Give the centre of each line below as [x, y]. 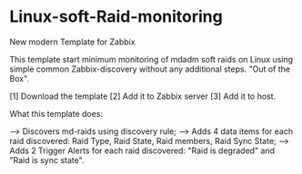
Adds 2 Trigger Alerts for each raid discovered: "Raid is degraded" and [142, 150]
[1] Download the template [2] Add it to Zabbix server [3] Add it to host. [143, 96]
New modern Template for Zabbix [72, 42]
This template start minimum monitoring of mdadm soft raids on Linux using [151, 59]
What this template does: [56, 113]
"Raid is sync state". [47, 159]
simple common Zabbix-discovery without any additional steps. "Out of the [150, 69]
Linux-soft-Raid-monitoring [116, 17]
